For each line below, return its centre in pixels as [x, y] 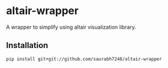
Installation [27, 45]
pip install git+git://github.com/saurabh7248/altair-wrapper [84, 59]
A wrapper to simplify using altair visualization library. [71, 27]
